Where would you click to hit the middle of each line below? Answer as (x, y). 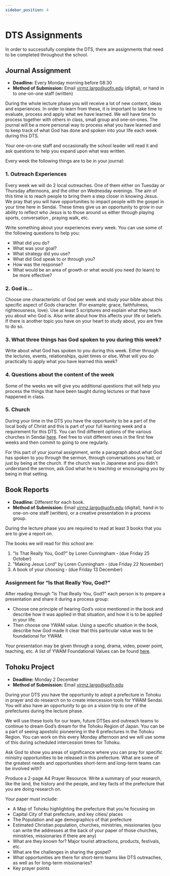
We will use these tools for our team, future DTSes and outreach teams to (82, 720)
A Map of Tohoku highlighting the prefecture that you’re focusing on (84, 808)
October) (22, 558)
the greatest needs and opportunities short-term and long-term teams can (83, 763)
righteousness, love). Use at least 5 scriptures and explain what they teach (83, 310)
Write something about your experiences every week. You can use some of (84, 227)
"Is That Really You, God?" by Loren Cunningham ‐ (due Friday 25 (81, 553)
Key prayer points (31, 868)
